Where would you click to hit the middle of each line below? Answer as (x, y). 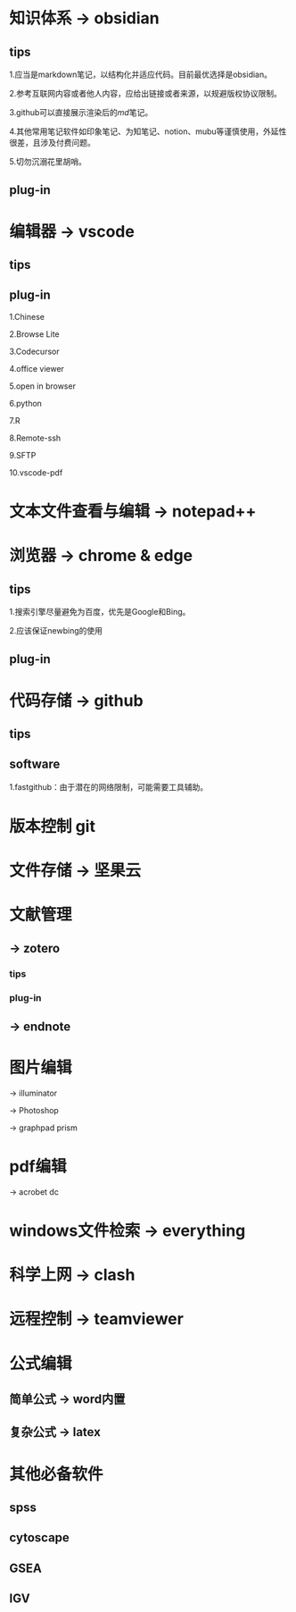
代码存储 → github (77, 700)
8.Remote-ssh (35, 438)
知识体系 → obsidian (84, 18)
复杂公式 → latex (55, 1432)
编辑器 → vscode (72, 231)
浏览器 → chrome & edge (101, 556)
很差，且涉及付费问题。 (52, 143)
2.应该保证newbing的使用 (56, 630)
